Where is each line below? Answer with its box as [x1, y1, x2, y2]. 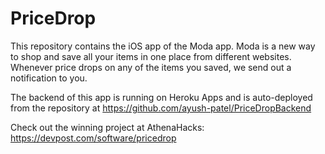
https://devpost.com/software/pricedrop [10, 132, 177, 144]
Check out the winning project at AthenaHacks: [10, 121, 205, 133]
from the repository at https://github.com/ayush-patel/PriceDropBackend [10, 102, 312, 114]
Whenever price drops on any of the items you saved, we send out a [10, 61, 292, 73]
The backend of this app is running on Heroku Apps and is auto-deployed [10, 91, 313, 103]
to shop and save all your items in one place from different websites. [10, 50, 292, 62]
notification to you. [10, 72, 88, 84]
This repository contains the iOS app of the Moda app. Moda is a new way [10, 40, 316, 52]
